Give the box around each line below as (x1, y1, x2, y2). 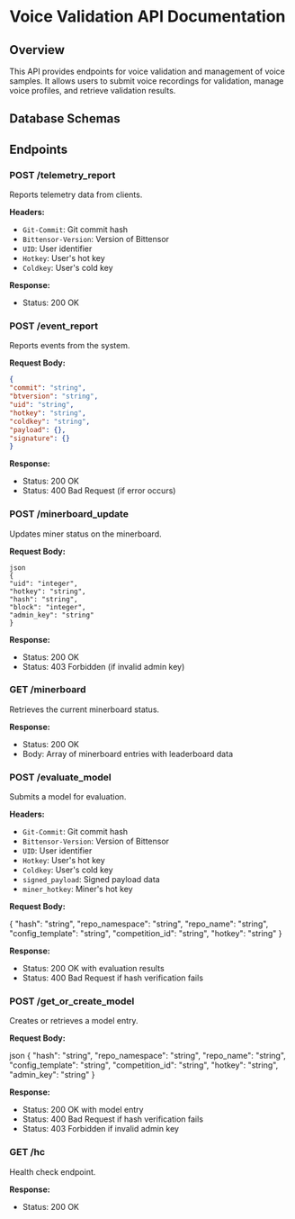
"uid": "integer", (9, 579, 78, 588)
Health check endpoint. (9, 1166, 96, 1177)
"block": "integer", (9, 602, 87, 611)
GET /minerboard (9, 683, 87, 696)
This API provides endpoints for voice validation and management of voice (9, 66, 286, 77)
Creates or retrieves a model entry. (9, 1016, 139, 1026)
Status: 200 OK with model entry (22, 1105, 144, 1115)
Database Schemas (9, 111, 121, 127)
